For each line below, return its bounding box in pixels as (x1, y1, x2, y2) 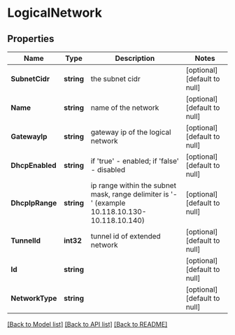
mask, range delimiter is (90, 190, 169, 199)
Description (115, 54, 155, 63)
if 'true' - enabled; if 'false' (90, 156, 180, 166)
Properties (7, 33, 55, 45)
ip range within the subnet (90, 180, 177, 190)
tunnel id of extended (90, 231, 161, 241)
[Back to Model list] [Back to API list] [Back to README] (7, 320, 168, 328)
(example (94, 198, 126, 208)
